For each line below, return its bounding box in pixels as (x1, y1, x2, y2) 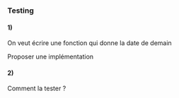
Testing (7, 6, 34, 16)
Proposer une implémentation (7, 52, 94, 61)
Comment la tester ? (7, 84, 67, 93)
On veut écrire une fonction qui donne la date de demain (7, 39, 172, 47)
